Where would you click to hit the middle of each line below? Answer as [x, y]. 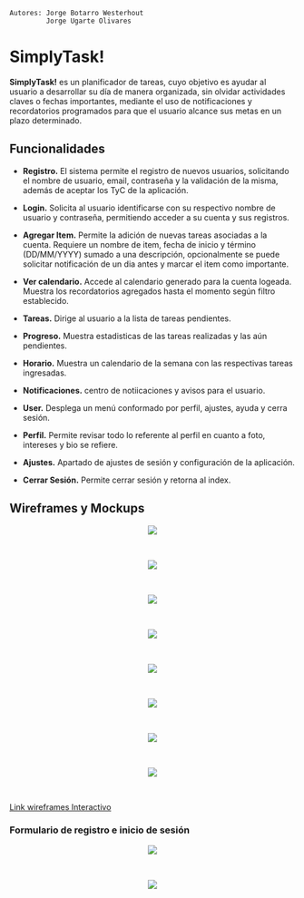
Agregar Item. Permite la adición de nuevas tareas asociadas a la [145, 235]
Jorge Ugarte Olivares [88, 21]
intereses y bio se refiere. [70, 444]
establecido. [46, 300]
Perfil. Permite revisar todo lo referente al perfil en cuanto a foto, [144, 434]
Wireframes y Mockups [77, 508]
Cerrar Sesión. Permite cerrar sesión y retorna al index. [127, 480]
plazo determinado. [46, 120]
